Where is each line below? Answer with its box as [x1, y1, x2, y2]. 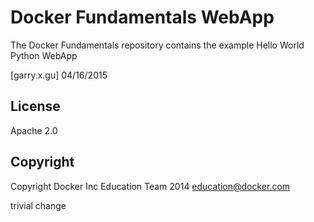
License [10, 98, 61, 115]
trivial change [10, 199, 67, 211]
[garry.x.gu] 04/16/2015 [10, 69, 108, 81]
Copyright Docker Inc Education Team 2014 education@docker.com [10, 180, 291, 192]
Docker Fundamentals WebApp [10, 6, 275, 29]
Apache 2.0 [10, 124, 58, 136]
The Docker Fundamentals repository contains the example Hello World [10, 39, 305, 51]
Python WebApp [10, 49, 78, 61]
